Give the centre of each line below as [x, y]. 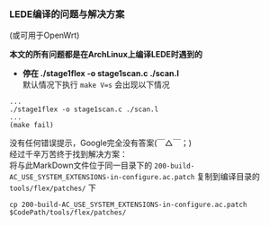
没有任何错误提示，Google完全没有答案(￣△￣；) [100, 143]
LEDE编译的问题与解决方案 [67, 13]
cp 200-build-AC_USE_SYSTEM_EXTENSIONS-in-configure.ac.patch [128, 205]
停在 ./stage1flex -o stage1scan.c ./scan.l [101, 74]
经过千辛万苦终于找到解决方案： [68, 154]
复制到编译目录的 [229, 177]
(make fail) [31, 126]
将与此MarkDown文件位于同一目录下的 [81, 165]
